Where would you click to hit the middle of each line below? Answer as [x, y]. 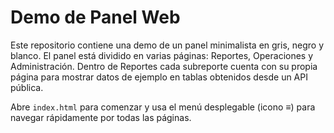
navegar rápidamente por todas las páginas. [101, 117]
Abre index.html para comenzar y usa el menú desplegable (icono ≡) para [163, 107]
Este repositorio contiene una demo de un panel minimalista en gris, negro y [167, 45]
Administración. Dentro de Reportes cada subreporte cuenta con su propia [164, 66]
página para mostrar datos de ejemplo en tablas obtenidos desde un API [159, 77]
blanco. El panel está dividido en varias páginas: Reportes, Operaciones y [162, 55]
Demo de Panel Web [95, 17]
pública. [27, 87]
